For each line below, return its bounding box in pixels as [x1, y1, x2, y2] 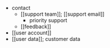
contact [11, 5, 31, 11]
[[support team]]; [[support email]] [20, 11, 105, 18]
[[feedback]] [20, 23, 51, 30]
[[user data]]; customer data [11, 36, 81, 42]
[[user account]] [11, 29, 52, 36]
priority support [29, 17, 68, 23]
